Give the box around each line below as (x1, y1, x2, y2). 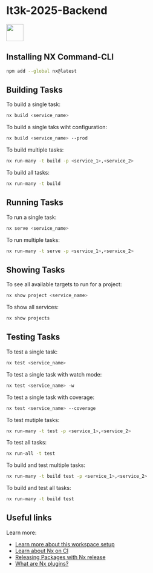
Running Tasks (6, 198, 63, 208)
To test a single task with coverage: (6, 394, 95, 401)
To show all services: (6, 304, 59, 311)
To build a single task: (6, 101, 60, 108)
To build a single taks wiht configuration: (6, 124, 108, 131)
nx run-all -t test (6, 451, 56, 457)
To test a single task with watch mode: (6, 370, 102, 378)
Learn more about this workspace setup (15, 540, 115, 548)
